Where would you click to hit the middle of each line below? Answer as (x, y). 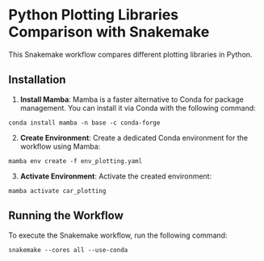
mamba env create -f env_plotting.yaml (75, 161)
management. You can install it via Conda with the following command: (138, 107)
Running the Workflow (66, 216)
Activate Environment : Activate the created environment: (116, 176)
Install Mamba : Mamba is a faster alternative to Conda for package (132, 99)
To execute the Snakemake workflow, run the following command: (118, 235)
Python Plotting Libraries (94, 15)
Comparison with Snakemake (109, 32)
